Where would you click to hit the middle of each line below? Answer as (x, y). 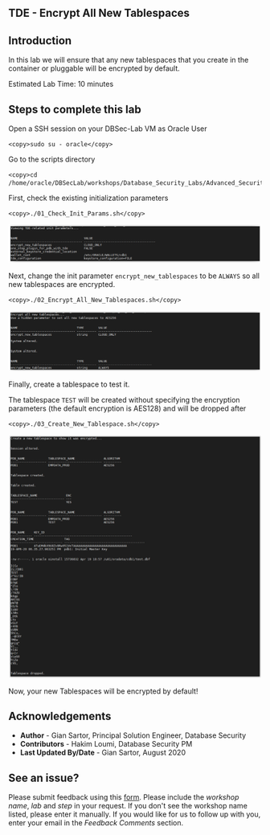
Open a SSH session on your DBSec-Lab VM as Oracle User (108, 129)
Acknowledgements (60, 716)
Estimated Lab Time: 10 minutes (61, 84)
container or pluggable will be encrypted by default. (94, 68)
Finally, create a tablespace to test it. (69, 384)
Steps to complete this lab (75, 109)
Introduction (40, 41)
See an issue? (44, 778)
